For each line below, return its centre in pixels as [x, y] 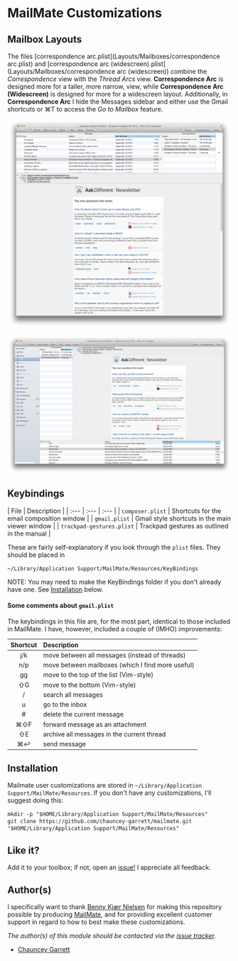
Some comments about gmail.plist [61, 606]
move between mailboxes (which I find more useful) [119, 665]
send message [65, 744]
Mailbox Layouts [45, 39]
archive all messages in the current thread [104, 734]
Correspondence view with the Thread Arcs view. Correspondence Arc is [115, 79]
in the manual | [29, 533]
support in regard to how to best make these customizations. [96, 922]
